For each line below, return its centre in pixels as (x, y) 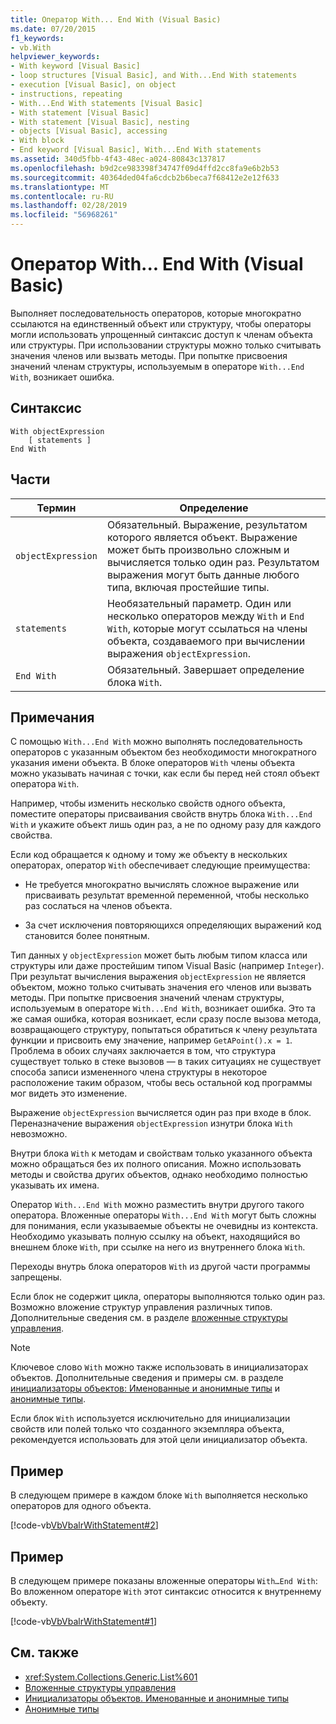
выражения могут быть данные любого (203, 574)
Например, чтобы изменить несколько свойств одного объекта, (148, 803)
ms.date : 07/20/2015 (53, 29)
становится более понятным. (87, 936)
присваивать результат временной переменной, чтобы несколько (167, 895)
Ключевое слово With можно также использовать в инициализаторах (159, 1367)
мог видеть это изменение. (69, 1093)
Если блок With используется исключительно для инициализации (150, 1418)
